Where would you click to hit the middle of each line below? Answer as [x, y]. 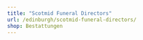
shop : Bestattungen [35, 26]
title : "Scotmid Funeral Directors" [59, 13]
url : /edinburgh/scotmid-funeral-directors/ [72, 20]
